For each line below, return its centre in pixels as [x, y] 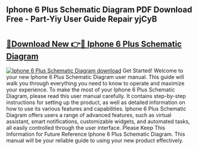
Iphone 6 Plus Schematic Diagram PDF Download [99, 10]
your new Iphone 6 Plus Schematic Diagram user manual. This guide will [95, 77]
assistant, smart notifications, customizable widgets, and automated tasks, [98, 121]
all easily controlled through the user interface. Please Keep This [86, 128]
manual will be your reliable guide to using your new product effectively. [95, 140]
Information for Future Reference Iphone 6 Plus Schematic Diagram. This [96, 134]
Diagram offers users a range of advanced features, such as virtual [89, 115]
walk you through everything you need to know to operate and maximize [95, 83]
